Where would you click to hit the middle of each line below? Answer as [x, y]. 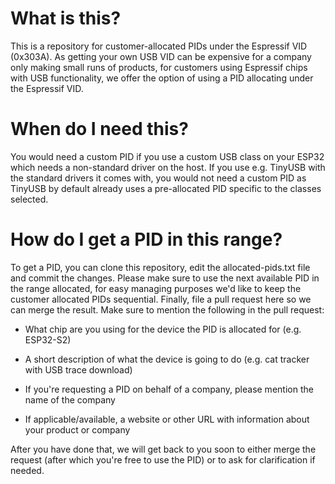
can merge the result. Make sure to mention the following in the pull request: [167, 309]
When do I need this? [99, 129]
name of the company [70, 399]
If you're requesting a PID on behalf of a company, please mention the [169, 389]
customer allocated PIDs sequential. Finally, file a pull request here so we [161, 299]
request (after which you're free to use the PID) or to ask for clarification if [163, 459]
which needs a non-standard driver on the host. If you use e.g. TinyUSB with [168, 167]
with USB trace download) [78, 369]
